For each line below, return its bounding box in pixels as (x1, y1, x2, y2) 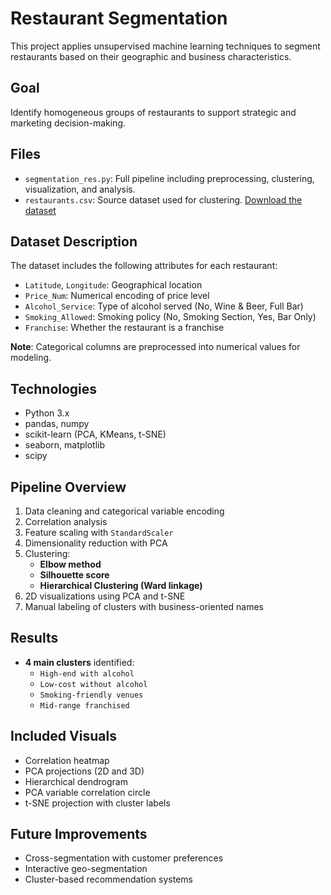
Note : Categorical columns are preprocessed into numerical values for (10, 341, 301, 353)
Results (10, 630, 59, 647)
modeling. (10, 352, 52, 364)
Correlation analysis (24, 516, 108, 527)
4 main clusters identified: (24, 656, 135, 668)
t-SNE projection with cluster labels (24, 797, 171, 809)
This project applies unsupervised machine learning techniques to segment (10, 40, 321, 52)
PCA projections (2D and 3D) (24, 765, 145, 777)
